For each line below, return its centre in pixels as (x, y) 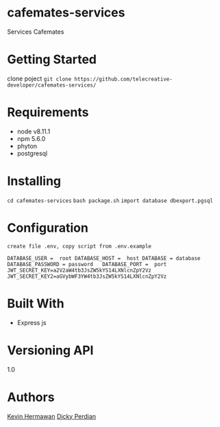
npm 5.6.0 (31, 138)
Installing (34, 181)
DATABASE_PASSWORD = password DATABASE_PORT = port (87, 264)
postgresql (32, 153)
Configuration (48, 228)
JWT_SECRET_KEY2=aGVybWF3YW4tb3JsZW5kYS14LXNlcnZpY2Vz (87, 276)
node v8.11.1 (34, 131)
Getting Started (52, 59)
